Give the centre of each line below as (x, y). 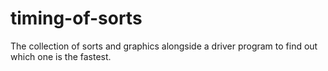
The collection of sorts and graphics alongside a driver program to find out (164, 46)
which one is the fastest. (61, 56)
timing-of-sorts (76, 18)
